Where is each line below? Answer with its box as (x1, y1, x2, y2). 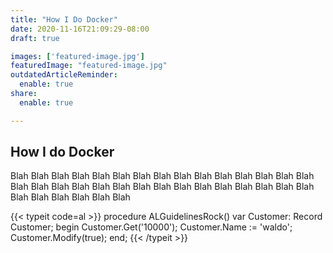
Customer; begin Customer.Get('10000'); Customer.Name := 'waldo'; (10, 221, 293, 233)
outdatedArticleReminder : (10, 70, 118, 80)
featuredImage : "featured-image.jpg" (10, 61, 168, 71)
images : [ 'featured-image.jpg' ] (10, 51, 145, 61)
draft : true (10, 33, 60, 43)
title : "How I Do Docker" (10, 14, 118, 25)
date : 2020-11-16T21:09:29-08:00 (10, 24, 150, 34)
